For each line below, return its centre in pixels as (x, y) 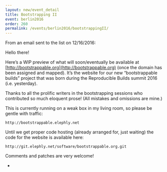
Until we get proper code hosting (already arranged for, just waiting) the (79, 132)
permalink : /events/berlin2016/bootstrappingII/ (57, 29)
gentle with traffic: (24, 114)
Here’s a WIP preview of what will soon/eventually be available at (72, 62)
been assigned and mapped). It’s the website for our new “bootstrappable (81, 73)
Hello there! (17, 53)
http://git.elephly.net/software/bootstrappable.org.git (66, 147)
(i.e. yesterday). (21, 84)
